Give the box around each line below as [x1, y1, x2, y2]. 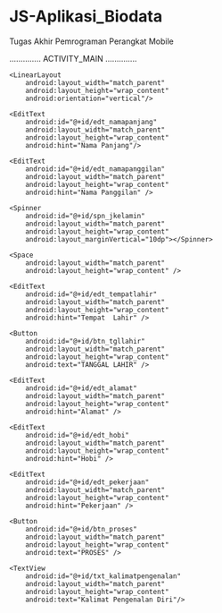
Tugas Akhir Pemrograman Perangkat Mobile [9, 36, 174, 47]
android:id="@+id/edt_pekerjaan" [25, 477, 150, 487]
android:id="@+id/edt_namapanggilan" [25, 164, 166, 174]
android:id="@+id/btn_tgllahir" [25, 336, 145, 345]
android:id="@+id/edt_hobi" [25, 430, 129, 439]
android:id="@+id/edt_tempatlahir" [25, 289, 158, 299]
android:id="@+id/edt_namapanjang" [25, 117, 158, 126]
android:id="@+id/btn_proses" [25, 524, 138, 533]
